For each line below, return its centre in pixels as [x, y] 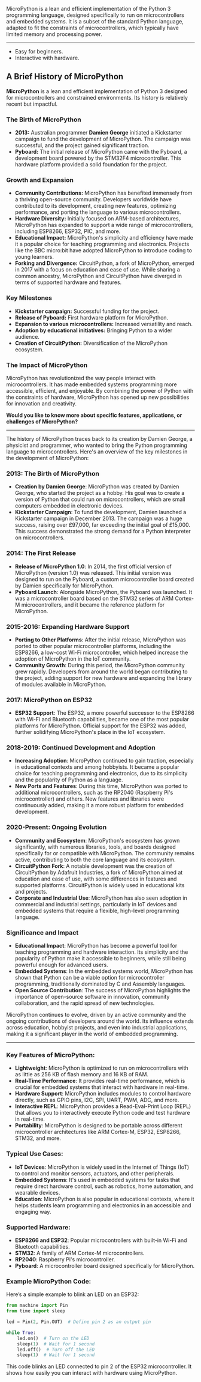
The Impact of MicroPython [47, 365]
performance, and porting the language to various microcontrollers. [98, 212]
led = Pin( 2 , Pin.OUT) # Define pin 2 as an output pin [79, 1322]
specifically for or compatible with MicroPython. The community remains [104, 853]
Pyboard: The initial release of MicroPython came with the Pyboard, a [101, 152]
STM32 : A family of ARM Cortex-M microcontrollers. [80, 1253]
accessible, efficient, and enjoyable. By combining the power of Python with [100, 391]
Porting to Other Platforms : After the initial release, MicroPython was [100, 640]
